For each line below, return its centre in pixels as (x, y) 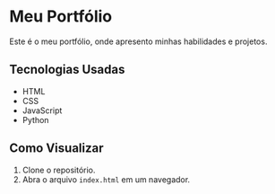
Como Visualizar (56, 149)
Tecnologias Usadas (67, 70)
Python (35, 119)
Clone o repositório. (59, 170)
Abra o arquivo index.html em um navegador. (106, 179)
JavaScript (42, 110)
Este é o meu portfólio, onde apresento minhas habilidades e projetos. (138, 41)
